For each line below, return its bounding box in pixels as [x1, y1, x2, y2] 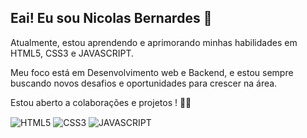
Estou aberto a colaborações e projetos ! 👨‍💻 [10, 96, 192, 108]
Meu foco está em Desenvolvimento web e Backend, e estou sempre [10, 66, 294, 78]
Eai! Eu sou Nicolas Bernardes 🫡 [10, 10, 213, 27]
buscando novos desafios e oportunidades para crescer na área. [10, 77, 278, 89]
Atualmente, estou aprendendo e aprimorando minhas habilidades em [10, 36, 298, 48]
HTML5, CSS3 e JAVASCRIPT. [10, 47, 135, 59]
